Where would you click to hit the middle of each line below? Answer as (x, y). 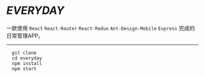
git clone (24, 53)
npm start (24, 69)
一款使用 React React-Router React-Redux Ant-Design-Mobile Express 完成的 (101, 28)
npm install (27, 63)
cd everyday (27, 58)
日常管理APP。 (25, 35)
